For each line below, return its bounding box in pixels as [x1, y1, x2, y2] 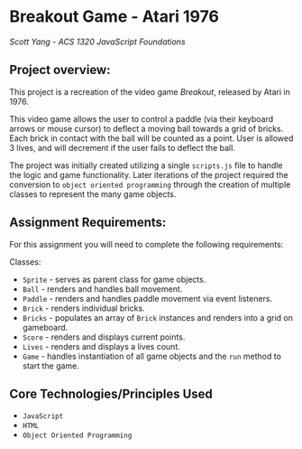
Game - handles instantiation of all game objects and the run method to [22, 351, 282, 361]
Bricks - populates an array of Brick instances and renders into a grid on [22, 312, 294, 323]
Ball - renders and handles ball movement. [22, 283, 183, 295]
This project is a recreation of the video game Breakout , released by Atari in [9, 86, 290, 97]
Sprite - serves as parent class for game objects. [22, 274, 206, 285]
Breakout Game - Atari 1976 [9, 6, 219, 27]
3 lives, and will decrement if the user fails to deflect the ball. [9, 142, 236, 153]
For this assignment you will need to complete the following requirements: [9, 239, 284, 249]
